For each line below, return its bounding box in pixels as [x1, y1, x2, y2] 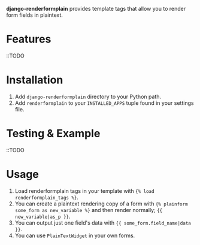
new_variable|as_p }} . [14, 213, 71, 220]
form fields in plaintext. [6, 11, 63, 19]
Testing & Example [6, 127, 101, 140]
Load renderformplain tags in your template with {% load [14, 187, 154, 194]
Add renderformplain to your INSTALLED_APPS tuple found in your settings [14, 99, 194, 107]
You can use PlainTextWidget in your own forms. [14, 232, 135, 239]
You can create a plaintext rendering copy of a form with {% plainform [14, 200, 188, 207]
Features [6, 32, 51, 46]
